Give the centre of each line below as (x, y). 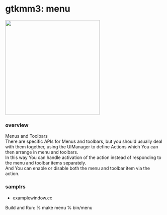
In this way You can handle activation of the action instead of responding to (83, 157)
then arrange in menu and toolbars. (42, 152)
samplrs (16, 187)
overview (17, 125)
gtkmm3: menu (38, 9)
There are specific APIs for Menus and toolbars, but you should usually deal (84, 141)
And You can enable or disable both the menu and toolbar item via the (77, 168)
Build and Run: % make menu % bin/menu (49, 207)
